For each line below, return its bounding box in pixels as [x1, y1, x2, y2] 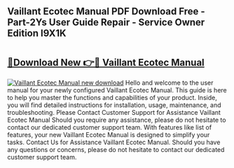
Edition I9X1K [7, 27, 67, 39]
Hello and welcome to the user [125, 78, 214, 87]
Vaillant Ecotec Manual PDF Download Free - [7, 6, 205, 17]
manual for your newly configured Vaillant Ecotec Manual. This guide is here [7, 86, 228, 94]
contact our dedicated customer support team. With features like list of [7, 123, 212, 132]
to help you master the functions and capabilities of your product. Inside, [7, 94, 217, 101]
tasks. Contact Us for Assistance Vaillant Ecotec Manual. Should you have [7, 138, 221, 146]
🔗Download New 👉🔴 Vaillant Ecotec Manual [7, 56, 205, 69]
